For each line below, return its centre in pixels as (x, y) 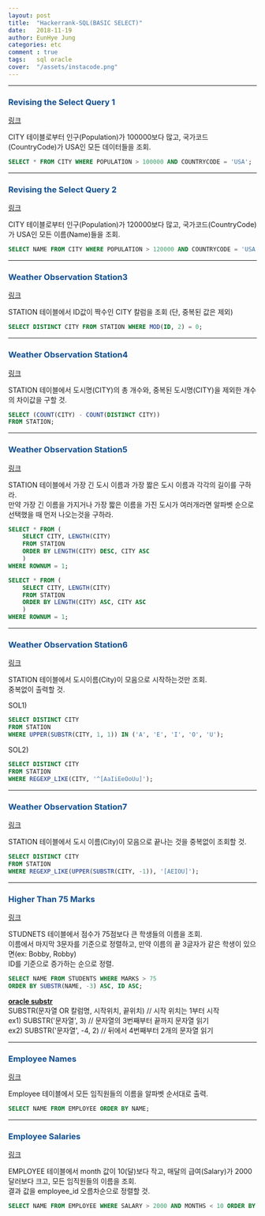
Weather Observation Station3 (68, 278)
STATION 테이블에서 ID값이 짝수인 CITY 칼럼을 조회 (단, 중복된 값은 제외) (121, 312)
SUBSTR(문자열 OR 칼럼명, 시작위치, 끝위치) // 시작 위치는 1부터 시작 (114, 1010)
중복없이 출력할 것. (37, 689)
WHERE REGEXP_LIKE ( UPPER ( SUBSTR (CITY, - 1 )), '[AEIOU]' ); (104, 871)
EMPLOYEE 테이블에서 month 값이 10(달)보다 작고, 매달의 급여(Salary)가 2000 (130, 1172)
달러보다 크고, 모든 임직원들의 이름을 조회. (72, 1181)
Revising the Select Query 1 (62, 102)
